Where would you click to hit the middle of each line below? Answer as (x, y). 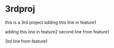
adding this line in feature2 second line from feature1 (57, 32)
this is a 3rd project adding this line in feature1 (51, 22)
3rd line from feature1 (26, 41)
